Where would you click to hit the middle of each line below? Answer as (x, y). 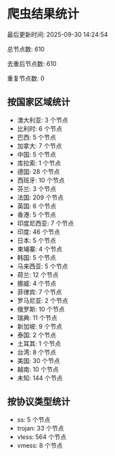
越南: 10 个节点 (38, 369)
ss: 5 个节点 (34, 420)
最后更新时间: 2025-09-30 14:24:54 (57, 34)
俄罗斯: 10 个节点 (41, 309)
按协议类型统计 (39, 402)
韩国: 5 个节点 (37, 257)
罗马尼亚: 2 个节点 (42, 301)
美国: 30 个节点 (38, 360)
